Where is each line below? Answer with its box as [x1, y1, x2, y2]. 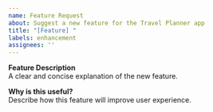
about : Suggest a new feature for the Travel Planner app [8, 19, 205, 27]
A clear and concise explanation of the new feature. [8, 71, 178, 81]
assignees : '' [8, 41, 56, 49]
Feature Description [8, 63, 76, 72]
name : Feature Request [8, 11, 84, 20]
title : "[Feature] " [8, 26, 77, 34]
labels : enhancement [8, 33, 77, 42]
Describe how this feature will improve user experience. [8, 95, 191, 105]
